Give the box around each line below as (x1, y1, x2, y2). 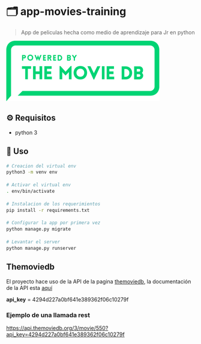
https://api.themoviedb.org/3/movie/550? (6, 324, 109, 331)
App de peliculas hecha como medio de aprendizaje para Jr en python (20, 28, 195, 36)
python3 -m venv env (6, 169, 58, 175)
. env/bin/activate (6, 189, 55, 195)
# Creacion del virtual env (6, 163, 77, 169)
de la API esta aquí (6, 284, 53, 291)
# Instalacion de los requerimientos (6, 201, 101, 207)
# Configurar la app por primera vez (6, 220, 101, 226)
